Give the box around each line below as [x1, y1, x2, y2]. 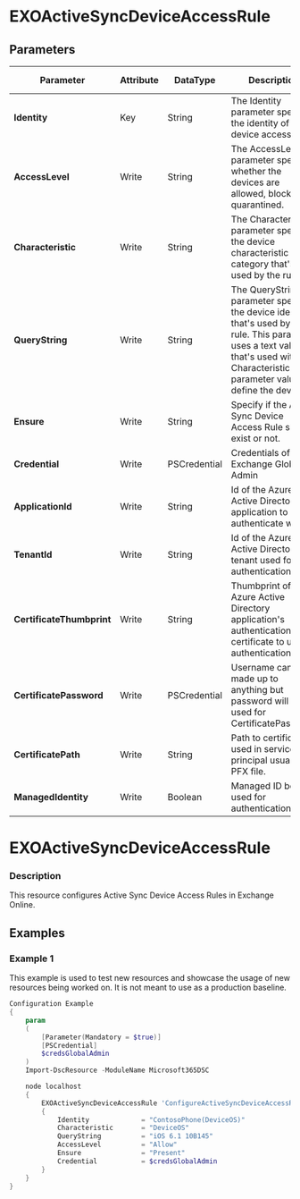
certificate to [230, 636, 285, 647]
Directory [230, 602, 271, 614]
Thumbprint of [230, 579, 292, 592]
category [230, 258, 270, 270]
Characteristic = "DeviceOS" [56, 1124, 190, 1133]
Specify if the [230, 399, 287, 410]
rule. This [230, 328, 271, 341]
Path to [230, 731, 262, 744]
